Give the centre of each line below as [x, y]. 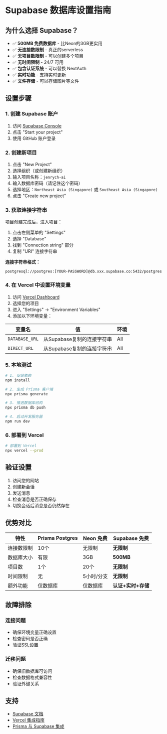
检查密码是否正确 [30, 639]
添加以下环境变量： [32, 316]
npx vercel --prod [24, 451]
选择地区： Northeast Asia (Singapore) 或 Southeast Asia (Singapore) [85, 189]
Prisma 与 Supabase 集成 [38, 726]
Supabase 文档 [28, 714]
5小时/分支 [95, 576]
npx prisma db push [25, 408]
